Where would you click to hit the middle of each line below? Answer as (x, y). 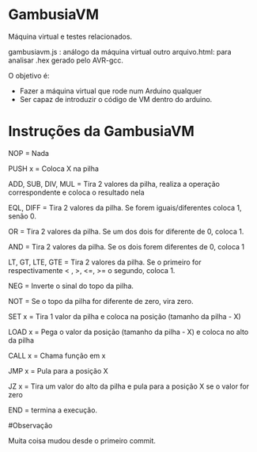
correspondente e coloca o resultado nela (76, 192)
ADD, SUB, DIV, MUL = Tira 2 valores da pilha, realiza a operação (114, 184)
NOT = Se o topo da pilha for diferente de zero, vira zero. (101, 301)
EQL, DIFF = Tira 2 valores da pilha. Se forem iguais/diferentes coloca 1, (125, 207)
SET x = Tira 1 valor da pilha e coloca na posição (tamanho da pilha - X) (125, 316)
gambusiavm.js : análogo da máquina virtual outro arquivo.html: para (120, 51)
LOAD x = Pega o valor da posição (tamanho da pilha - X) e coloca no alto (128, 332)
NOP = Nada (29, 153)
